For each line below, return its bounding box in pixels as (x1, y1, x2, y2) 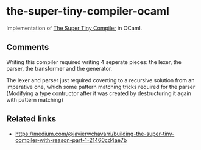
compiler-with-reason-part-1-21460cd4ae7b (15, 136, 127, 144)
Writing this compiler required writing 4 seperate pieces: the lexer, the (6, 58, 182, 65)
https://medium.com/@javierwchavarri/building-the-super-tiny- (15, 130, 175, 137)
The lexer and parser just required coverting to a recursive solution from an (6, 76, 195, 84)
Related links (6, 114, 57, 124)
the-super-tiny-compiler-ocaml (6, 4, 169, 18)
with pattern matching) (6, 96, 64, 103)
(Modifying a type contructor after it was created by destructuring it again (6, 90, 192, 97)
